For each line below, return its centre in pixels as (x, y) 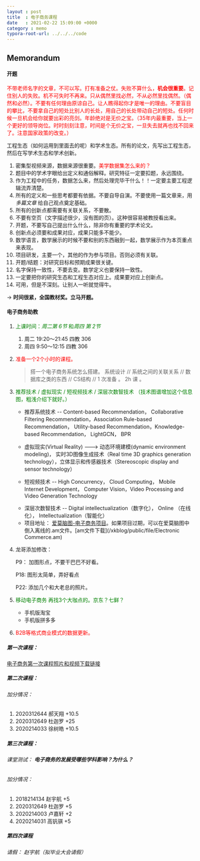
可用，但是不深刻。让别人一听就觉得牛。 (65, 284)
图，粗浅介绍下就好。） (43, 399)
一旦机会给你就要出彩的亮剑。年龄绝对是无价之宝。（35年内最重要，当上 (99, 118)
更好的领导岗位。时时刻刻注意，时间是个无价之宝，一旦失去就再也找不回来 (103, 125)
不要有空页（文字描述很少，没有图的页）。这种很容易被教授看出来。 (97, 217)
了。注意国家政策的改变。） (39, 133)
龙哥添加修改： (34, 549)
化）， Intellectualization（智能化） (66, 515)
